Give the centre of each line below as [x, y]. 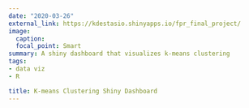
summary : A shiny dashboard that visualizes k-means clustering [119, 54]
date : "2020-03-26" [41, 16]
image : [19, 31]
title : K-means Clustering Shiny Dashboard [83, 91]
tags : [17, 62]
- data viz [27, 69]
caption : [30, 39]
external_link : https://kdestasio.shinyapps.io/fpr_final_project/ [125, 24]
